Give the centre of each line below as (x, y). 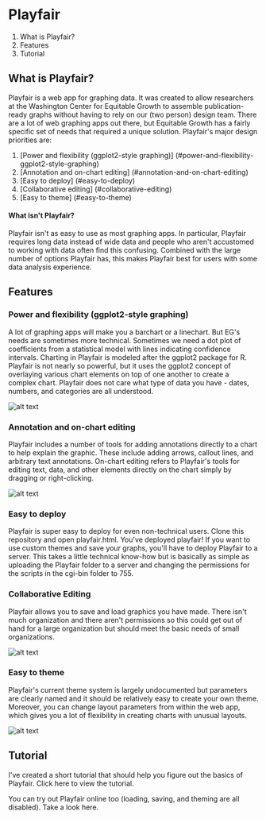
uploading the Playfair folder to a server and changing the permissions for (129, 565)
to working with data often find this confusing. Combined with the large (125, 250)
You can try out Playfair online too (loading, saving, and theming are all (124, 798)
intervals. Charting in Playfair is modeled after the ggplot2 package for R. (128, 357)
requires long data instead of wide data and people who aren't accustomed (131, 241)
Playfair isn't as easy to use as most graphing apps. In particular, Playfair (127, 233)
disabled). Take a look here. (54, 807)
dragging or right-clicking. (51, 477)
